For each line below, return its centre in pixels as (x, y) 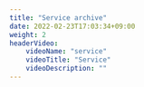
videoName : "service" (66, 52)
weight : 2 (28, 34)
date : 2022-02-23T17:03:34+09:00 (72, 26)
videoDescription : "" (66, 69)
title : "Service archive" (58, 18)
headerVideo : (34, 43)
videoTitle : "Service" (68, 60)
